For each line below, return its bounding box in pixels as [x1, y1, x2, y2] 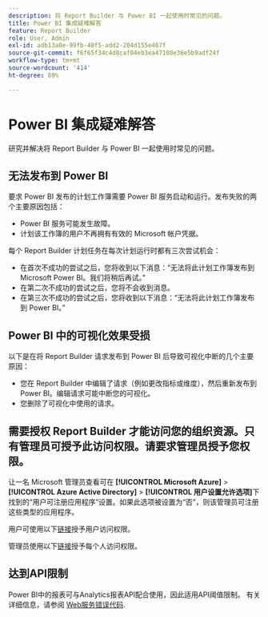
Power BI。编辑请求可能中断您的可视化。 [19, 389, 155, 398]
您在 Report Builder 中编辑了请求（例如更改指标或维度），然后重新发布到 [19, 378, 258, 389]
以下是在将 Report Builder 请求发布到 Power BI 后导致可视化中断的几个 [8, 352, 240, 361]
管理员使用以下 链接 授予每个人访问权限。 [8, 542, 142, 550]
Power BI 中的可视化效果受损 [8, 329, 150, 342]
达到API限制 [8, 567, 69, 581]
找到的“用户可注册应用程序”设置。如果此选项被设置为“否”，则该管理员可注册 [8, 498, 259, 506]
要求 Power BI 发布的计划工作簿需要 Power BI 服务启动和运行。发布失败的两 [8, 192, 258, 201]
